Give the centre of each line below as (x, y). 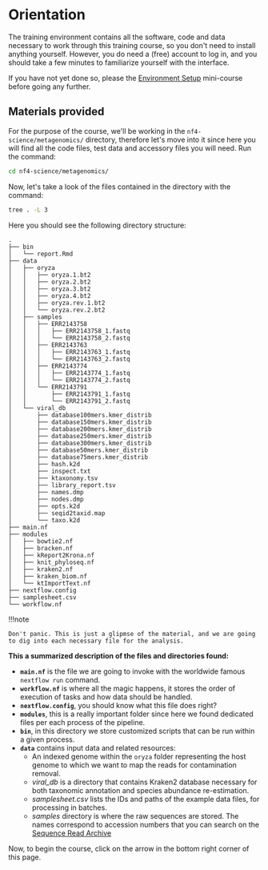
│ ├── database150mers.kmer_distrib (80, 422)
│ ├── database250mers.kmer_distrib (80, 436)
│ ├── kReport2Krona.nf (51, 555)
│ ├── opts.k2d (44, 506)
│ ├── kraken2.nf (41, 569)
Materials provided (56, 112)
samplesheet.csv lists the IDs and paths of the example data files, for (146, 799)
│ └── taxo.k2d (44, 520)
